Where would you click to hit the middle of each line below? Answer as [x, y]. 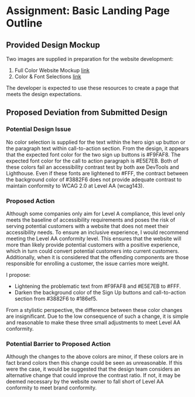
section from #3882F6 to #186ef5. [56, 298]
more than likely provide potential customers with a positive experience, [93, 245]
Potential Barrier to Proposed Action [59, 344]
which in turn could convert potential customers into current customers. [93, 251]
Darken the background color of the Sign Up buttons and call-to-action [100, 292]
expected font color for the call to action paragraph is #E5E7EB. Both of [92, 161]
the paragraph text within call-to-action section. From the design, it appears [97, 148]
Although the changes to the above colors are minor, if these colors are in [95, 357]
